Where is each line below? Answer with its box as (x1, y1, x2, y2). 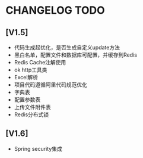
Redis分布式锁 (14, 111, 49, 118)
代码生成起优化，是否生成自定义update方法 (14, 44, 120, 51)
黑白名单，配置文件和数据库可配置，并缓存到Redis (14, 51, 138, 58)
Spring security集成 (14, 145, 63, 152)
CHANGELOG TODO (5, 4, 105, 17)
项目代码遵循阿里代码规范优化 (14, 81, 87, 88)
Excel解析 (14, 74, 39, 80)
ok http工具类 (14, 66, 47, 73)
